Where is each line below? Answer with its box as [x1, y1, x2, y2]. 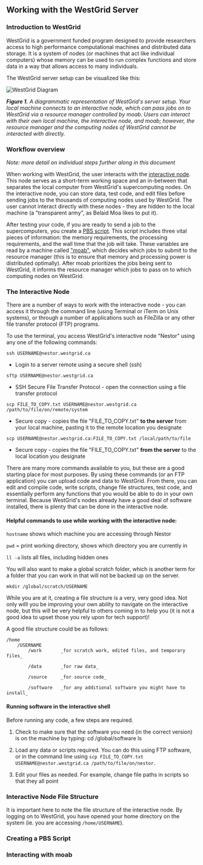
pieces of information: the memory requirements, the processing [6, 233, 168, 241]
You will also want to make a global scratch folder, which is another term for [6, 566, 196, 573]
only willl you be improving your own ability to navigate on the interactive [6, 601, 188, 608]
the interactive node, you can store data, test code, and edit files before [6, 190, 185, 197]
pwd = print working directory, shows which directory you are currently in [6, 542, 188, 549]
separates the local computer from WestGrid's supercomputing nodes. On [6, 183, 191, 190]
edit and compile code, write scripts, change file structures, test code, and [6, 484, 193, 491]
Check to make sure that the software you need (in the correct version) [15, 728, 193, 735]
